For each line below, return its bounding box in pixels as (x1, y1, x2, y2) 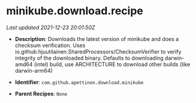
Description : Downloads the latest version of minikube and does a (14, 35, 179, 42)
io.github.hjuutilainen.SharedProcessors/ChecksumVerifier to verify (14, 48, 182, 55)
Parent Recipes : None (14, 90, 68, 97)
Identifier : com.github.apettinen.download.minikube (14, 79, 144, 86)
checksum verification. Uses (14, 42, 86, 49)
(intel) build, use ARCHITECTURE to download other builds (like (34, 61, 191, 68)
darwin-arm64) (14, 67, 53, 74)
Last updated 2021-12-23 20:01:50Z (6, 24, 95, 31)
